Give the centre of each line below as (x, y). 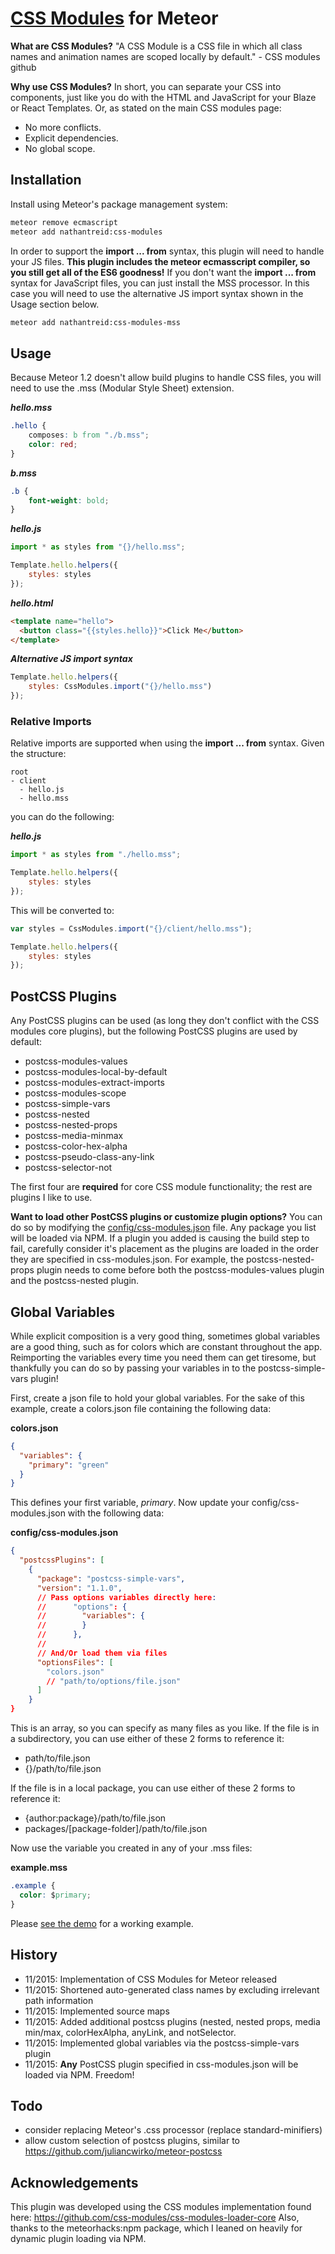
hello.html (32, 603)
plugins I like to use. (51, 1198)
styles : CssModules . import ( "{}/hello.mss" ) (120, 687)
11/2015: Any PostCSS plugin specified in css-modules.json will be (161, 2064)
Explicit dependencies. (71, 138)
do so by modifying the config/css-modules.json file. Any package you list (163, 1228)
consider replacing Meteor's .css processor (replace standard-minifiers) (173, 2130)
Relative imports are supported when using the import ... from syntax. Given (167, 743)
